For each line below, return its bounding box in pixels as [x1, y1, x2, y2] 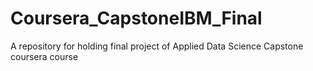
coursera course [10, 50, 79, 62]
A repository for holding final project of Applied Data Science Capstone [10, 40, 304, 52]
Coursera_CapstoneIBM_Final [10, 7, 263, 30]
